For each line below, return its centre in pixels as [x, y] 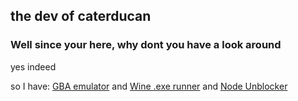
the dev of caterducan [81, 16]
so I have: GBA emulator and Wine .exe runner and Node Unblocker [149, 86]
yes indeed [33, 66]
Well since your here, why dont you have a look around [146, 45]
